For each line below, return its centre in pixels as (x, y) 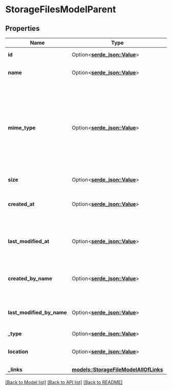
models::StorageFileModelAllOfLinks (117, 369)
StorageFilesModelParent (61, 9)
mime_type (22, 128)
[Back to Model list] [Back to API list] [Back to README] (64, 382)
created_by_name (30, 278)
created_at (21, 204)
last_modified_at (29, 241)
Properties (23, 28)
